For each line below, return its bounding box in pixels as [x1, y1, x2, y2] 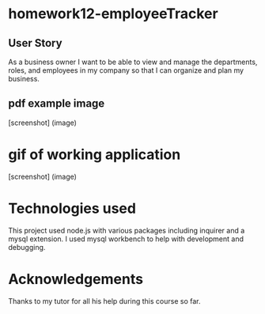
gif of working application [8, 146, 181, 163]
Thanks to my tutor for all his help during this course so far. [8, 296, 201, 305]
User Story [8, 36, 62, 50]
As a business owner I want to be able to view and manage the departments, [8, 57, 258, 66]
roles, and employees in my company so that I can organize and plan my [8, 66, 244, 75]
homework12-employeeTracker [8, 5, 219, 23]
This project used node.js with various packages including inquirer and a [8, 225, 245, 235]
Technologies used [8, 199, 137, 218]
